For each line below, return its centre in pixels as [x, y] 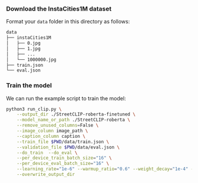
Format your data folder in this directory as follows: [68, 22]
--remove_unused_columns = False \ [58, 126]
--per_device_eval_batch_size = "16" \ [63, 164]
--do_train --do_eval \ [47, 152]
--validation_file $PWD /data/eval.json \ [68, 147]
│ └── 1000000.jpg [32, 60]
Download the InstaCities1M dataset [59, 9]
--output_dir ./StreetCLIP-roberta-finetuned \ [76, 114]
